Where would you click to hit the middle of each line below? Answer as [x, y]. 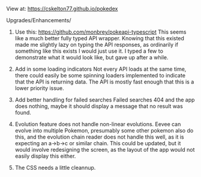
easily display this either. [45, 156]
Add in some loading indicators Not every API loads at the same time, [100, 69]
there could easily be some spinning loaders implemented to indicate [100, 75]
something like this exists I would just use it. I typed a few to [89, 51]
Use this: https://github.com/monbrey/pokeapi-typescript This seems [100, 32]
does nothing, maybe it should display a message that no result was [99, 106]
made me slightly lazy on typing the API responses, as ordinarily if [97, 45]
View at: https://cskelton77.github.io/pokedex [62, 9]
